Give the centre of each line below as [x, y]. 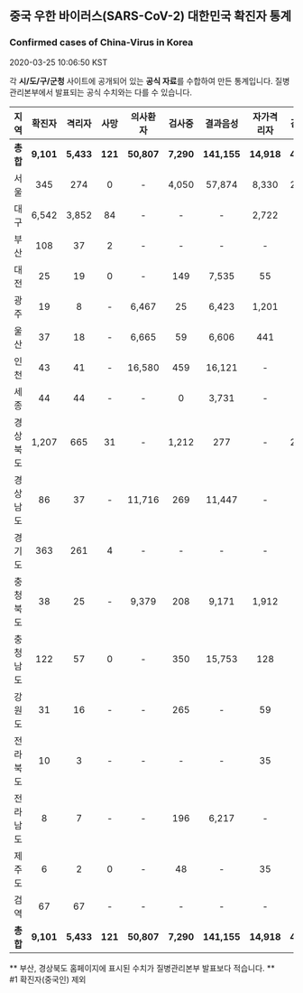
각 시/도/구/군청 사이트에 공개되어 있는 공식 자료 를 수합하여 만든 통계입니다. [141, 80]
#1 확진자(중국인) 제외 [48, 979]
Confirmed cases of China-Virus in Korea [101, 42]
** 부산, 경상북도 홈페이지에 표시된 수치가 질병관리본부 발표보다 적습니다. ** [142, 968]
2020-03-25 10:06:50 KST [59, 62]
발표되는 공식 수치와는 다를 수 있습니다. [124, 92]
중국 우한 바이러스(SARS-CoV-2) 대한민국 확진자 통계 [150, 16]
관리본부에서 [32, 92]
